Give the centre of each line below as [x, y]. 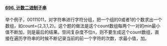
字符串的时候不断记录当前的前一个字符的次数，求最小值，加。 [86, 38]
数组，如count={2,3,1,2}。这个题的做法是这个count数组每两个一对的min [79, 26]
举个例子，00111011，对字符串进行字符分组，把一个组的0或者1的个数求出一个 [84, 19]
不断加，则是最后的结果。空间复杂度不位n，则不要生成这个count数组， [82, 32]
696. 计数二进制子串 [26, 7]
